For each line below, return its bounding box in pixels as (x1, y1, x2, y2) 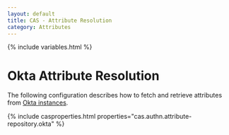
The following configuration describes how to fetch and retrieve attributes (7, 91, 223, 100)
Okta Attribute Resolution (7, 68, 160, 83)
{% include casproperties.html (7, 112, 96, 121)
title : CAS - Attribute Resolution (7, 17, 112, 24)
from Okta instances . (7, 98, 69, 107)
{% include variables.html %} (7, 43, 93, 52)
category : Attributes (7, 23, 71, 30)
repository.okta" (7, 119, 54, 128)
